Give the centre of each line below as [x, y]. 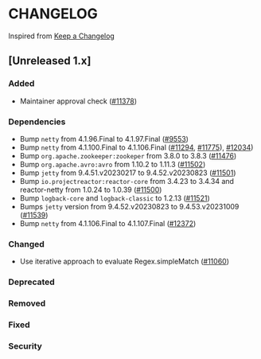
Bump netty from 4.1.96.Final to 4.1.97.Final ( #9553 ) [104, 139]
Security [25, 345]
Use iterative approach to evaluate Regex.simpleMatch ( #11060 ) [124, 261]
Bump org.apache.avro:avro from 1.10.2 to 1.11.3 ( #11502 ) [113, 164]
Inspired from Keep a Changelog [62, 36]
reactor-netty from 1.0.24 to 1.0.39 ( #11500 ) [91, 189]
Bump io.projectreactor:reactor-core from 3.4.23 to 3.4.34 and [127, 181]
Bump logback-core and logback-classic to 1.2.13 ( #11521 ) [115, 198]
